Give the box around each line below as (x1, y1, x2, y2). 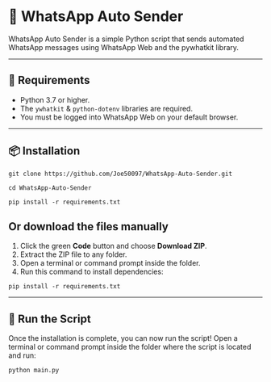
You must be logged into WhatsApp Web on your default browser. (19, 112, 239, 122)
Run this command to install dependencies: (19, 267, 164, 277)
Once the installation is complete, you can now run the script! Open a (8, 334, 238, 343)
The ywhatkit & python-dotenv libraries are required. (19, 103, 194, 113)
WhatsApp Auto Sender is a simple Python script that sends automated (8, 34, 244, 44)
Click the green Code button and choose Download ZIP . (19, 241, 207, 251)
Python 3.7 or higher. (19, 94, 90, 104)
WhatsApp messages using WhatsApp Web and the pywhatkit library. (8, 42, 240, 52)
